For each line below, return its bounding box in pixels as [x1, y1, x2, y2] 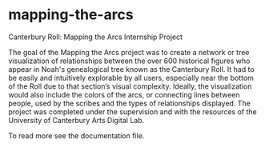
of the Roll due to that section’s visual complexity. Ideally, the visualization [8, 81, 252, 91]
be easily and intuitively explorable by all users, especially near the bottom [8, 73, 255, 82]
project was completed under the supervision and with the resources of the [8, 106, 258, 117]
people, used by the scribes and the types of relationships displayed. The [8, 98, 251, 108]
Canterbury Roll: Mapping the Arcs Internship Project [8, 32, 183, 42]
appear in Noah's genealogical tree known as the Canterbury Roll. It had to [8, 64, 255, 73]
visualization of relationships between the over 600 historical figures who [8, 56, 251, 66]
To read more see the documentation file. [8, 130, 145, 141]
